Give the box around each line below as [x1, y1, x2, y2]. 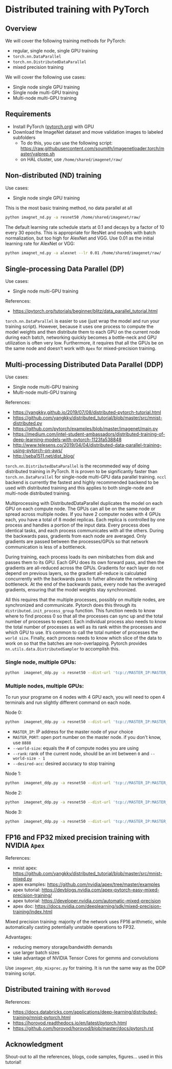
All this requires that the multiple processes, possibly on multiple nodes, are [5, 596, 165, 603]
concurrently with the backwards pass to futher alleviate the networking [5, 576, 157, 582]
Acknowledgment [5, 1040, 63, 1048]
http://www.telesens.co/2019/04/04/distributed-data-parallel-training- [12, 442, 162, 448]
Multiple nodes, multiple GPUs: [5, 682, 84, 690]
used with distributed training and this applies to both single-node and [5, 485, 154, 491]
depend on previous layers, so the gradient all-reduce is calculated [5, 570, 147, 576]
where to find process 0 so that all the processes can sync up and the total [5, 613, 163, 619]
